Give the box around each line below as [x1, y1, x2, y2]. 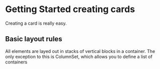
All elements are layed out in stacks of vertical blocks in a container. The [5, 48, 155, 54]
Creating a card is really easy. [5, 20, 67, 26]
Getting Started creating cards [5, 4, 135, 15]
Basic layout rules [5, 35, 62, 43]
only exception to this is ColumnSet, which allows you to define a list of [5, 53, 152, 59]
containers [5, 59, 28, 65]
